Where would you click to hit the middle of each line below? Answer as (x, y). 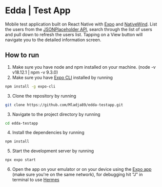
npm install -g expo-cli (30, 86)
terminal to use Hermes (36, 180)
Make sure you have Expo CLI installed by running (62, 77)
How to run (22, 55)
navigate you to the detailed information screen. (53, 40)
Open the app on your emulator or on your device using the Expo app (82, 169)
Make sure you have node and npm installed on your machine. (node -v (84, 67)
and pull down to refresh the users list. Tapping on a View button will (74, 34)
